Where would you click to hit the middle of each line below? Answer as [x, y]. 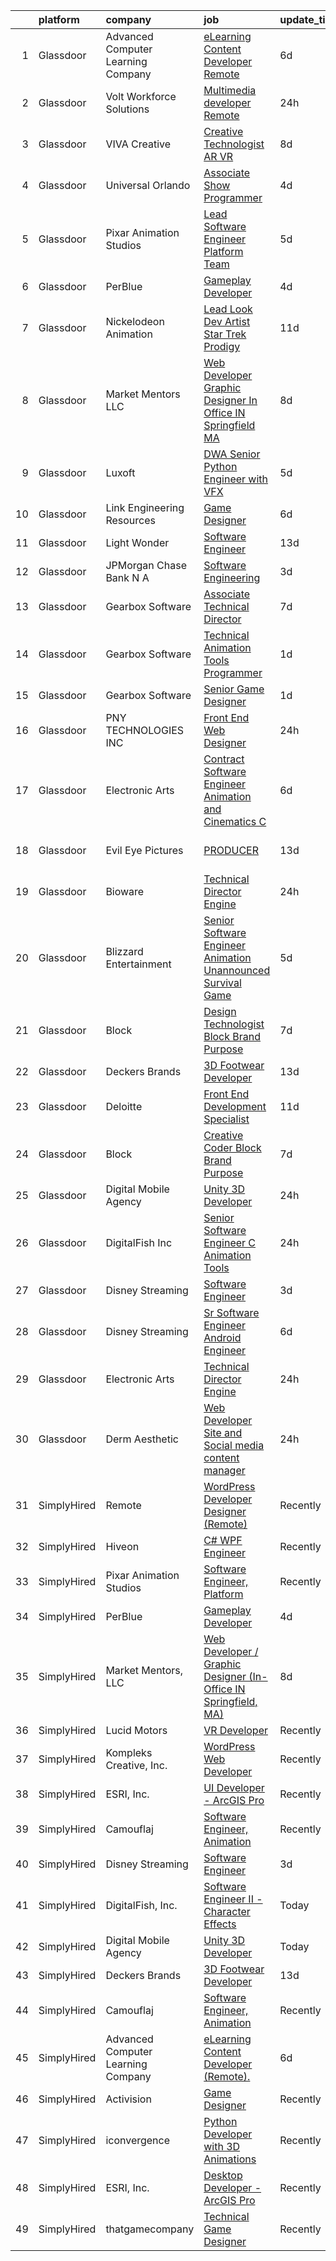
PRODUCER [231, 850]
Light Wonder [137, 542]
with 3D [222, 2146]
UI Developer [234, 1787]
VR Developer [235, 1730]
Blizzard [124, 951]
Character [227, 1911]
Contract [224, 759]
